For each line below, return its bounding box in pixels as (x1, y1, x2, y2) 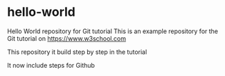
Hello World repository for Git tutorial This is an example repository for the (7, 27, 219, 35)
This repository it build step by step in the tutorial (7, 48, 147, 56)
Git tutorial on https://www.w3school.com (7, 34, 127, 42)
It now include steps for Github (7, 61, 96, 69)
